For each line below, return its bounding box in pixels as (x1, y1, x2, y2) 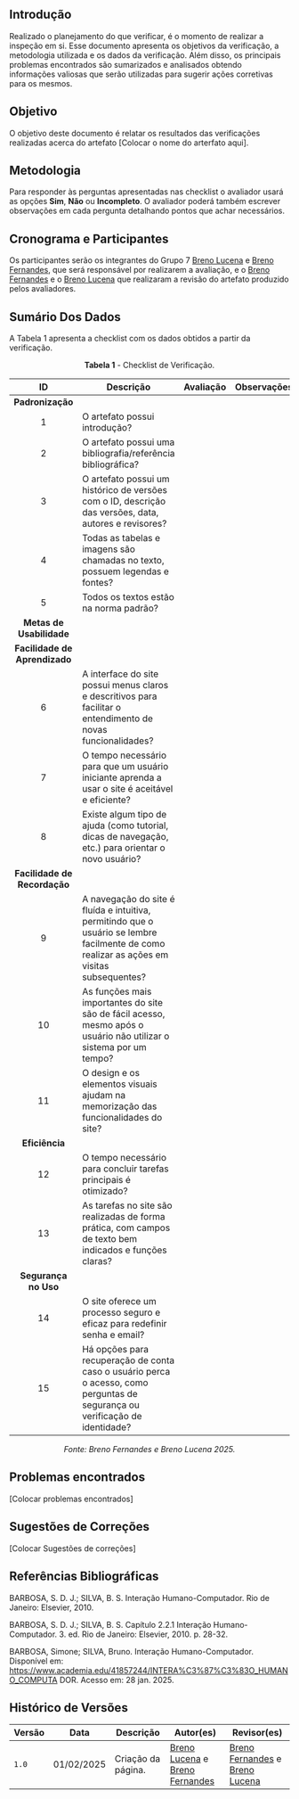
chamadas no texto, (81, 554, 165, 567)
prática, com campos (81, 1221, 171, 1234)
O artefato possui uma (81, 436, 175, 448)
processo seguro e (81, 1306, 161, 1318)
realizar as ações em (81, 949, 169, 961)
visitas (81, 960, 109, 973)
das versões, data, (81, 506, 159, 519)
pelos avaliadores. (9, 283, 77, 294)
